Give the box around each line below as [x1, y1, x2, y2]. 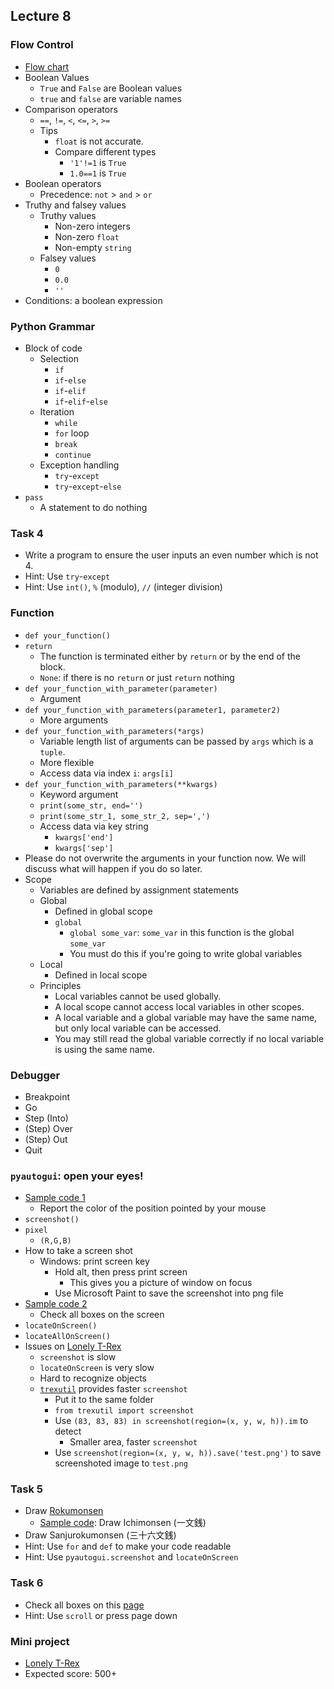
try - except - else [54, 480, 122, 492]
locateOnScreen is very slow [39, 1362, 155, 1374]
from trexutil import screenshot [54, 1406, 195, 1416]
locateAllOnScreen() [24, 1332, 111, 1342]
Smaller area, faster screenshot [69, 1436, 198, 1448]
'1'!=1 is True [69, 156, 127, 168]
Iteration [39, 405, 75, 418]
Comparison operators [24, 103, 118, 115]
